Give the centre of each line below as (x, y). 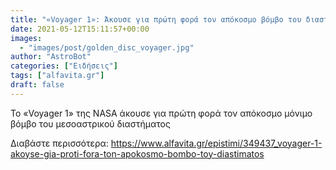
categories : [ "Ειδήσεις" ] (64, 66)
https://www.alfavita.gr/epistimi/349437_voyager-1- (216, 143)
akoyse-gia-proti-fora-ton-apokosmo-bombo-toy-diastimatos (137, 153)
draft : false (37, 85)
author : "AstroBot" (51, 57)
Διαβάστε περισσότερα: (59, 143)
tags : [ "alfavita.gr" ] (57, 76)
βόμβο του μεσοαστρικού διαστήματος (90, 123)
